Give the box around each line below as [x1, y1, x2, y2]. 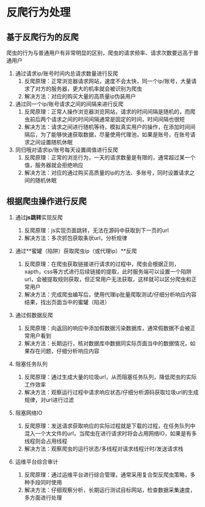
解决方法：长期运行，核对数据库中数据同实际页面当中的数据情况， [24, 340, 190, 347]
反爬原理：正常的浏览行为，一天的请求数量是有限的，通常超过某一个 [24, 154, 196, 161]
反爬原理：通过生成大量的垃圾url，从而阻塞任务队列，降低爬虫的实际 [24, 373, 197, 381]
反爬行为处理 [6, 5, 71, 20]
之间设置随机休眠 [29, 139, 73, 145]
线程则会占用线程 [24, 437, 68, 445]
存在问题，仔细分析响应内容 [29, 347, 99, 354]
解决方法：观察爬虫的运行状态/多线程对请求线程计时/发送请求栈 [24, 445, 184, 452]
